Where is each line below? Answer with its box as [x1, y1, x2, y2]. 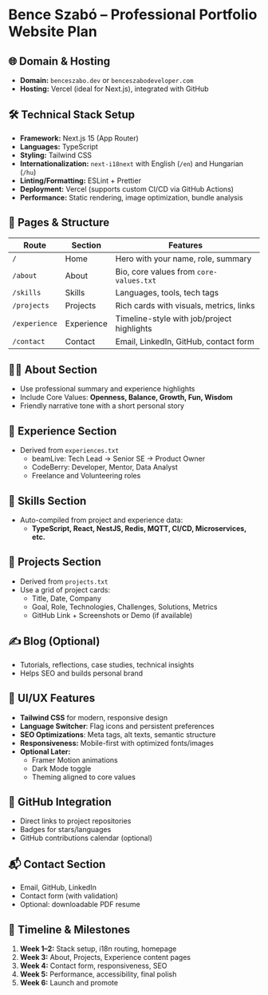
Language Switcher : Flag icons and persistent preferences [19, 721, 215, 731]
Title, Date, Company [31, 593, 102, 603]
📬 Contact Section [8, 857, 106, 871]
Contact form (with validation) [19, 891, 118, 901]
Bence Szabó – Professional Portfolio [8, 6, 258, 24]
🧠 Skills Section [8, 494, 87, 508]
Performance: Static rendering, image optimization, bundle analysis [19, 192, 243, 202]
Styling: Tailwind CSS [19, 150, 93, 160]
